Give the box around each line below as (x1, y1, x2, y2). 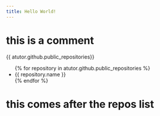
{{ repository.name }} (14, 71, 66, 78)
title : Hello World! (6, 8, 57, 15)
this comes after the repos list (6, 97, 154, 111)
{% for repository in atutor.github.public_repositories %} (14, 64, 151, 71)
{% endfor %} (14, 77, 49, 84)
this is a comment (6, 33, 94, 47)
